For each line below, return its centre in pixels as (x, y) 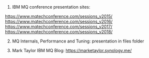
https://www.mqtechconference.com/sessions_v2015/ (59, 16)
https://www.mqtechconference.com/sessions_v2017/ (59, 27)
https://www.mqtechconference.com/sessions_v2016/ (59, 22)
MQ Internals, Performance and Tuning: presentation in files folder (78, 41)
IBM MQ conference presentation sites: (51, 7)
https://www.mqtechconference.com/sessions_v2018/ (59, 32)
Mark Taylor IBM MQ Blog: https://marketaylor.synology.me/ (72, 51)
